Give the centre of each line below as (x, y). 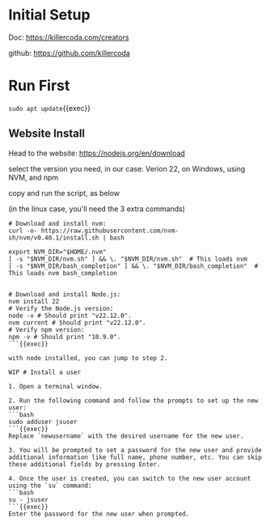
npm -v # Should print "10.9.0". (65, 337)
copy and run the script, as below (64, 193)
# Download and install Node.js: (65, 294)
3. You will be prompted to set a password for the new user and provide (135, 450)
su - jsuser (28, 499)
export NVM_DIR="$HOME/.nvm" (57, 252)
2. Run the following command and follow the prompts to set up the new (133, 401)
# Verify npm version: (46, 329)
